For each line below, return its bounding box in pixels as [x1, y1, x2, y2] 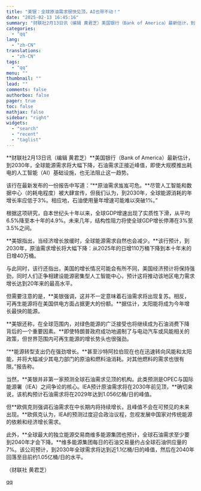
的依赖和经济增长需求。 [6, 418, 64, 425]
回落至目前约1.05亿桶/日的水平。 [6, 453, 87, 460]
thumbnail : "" [6, 75, 42, 81]
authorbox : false [6, 92, 50, 98]
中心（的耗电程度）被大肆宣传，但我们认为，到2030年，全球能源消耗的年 [11, 189, 193, 196]
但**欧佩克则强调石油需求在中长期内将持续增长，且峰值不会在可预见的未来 [6, 403, 190, 410]
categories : [6, 25, 36, 32]
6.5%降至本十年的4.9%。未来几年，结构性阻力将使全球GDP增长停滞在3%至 [6, 217, 193, 224]
